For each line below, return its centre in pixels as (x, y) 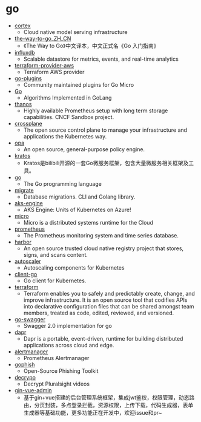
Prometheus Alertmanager (56, 358)
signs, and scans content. (56, 254)
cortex (22, 26)
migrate (24, 190)
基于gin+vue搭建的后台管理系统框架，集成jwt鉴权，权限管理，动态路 (109, 397)
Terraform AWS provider (54, 72)
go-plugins (28, 78)
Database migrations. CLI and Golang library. (79, 197)
